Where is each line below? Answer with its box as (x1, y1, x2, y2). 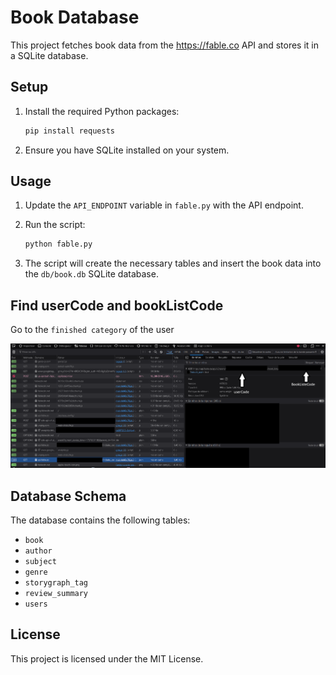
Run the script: (24, 219, 86, 231)
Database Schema (10, 487, 127, 505)
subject (24, 556, 57, 566)
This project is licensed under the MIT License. (10, 652, 204, 665)
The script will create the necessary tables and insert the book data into (24, 257, 322, 270)
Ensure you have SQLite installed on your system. (24, 144, 230, 156)
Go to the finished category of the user (10, 324, 175, 336)
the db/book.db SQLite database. (24, 268, 159, 280)
